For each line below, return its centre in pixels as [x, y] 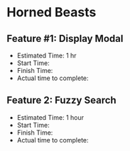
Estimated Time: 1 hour [50, 117]
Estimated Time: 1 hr [47, 55]
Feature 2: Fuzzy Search [61, 100]
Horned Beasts [52, 12]
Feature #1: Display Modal [65, 39]
